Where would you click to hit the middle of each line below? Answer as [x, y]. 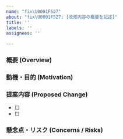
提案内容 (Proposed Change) [47, 94]
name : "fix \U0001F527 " [34, 11]
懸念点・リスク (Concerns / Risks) [55, 130]
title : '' [18, 22]
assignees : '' [23, 33]
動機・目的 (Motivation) [40, 77]
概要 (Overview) [29, 60]
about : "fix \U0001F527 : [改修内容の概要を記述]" [62, 17]
